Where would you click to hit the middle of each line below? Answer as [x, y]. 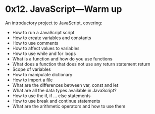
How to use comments [35, 43]
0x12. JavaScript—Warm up [64, 9]
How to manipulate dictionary [42, 74]
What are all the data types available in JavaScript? [64, 90]
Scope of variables [31, 69]
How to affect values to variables [46, 48]
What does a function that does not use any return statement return [81, 64]
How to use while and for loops [44, 54]
